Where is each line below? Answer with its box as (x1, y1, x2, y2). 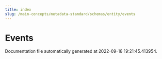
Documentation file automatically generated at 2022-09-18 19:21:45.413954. (5, 48, 158, 54)
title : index (5, 7, 32, 12)
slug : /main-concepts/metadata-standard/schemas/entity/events (5, 12, 136, 16)
